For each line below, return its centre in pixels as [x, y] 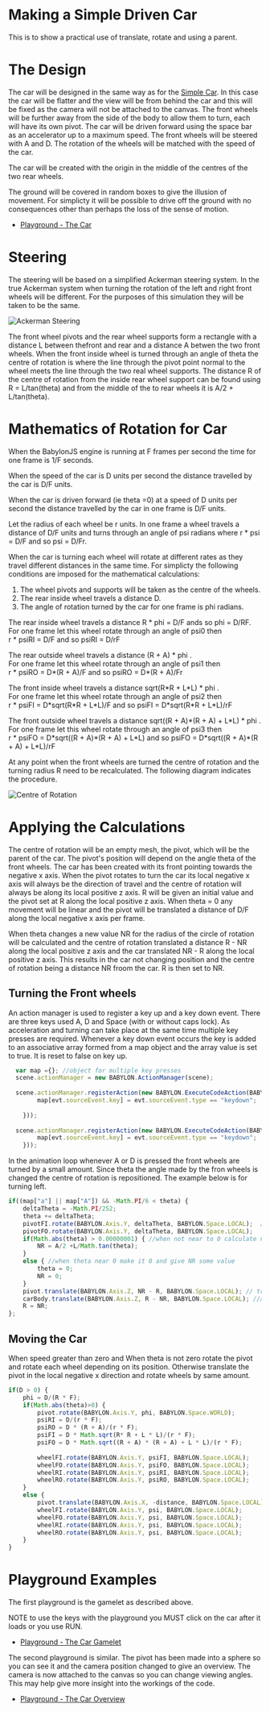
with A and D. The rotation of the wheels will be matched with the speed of [132, 144]
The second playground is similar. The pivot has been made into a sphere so [135, 1658]
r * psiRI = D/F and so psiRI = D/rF [64, 639]
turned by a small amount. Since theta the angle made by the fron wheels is [133, 1169]
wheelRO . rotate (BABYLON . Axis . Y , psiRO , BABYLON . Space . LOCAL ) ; [143, 1480]
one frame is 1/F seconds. [51, 460]
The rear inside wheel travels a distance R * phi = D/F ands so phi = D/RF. [130, 622]
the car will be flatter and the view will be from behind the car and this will [131, 100]
